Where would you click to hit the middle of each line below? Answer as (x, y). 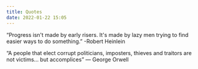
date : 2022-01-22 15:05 (37, 18)
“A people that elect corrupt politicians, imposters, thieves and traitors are (99, 53)
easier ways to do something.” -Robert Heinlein (66, 41)
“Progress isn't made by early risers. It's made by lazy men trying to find (97, 34)
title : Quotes (24, 12)
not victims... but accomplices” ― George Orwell (68, 59)
